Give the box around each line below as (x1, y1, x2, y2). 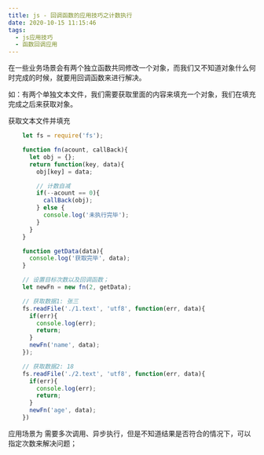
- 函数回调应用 (15, 41, 58, 49)
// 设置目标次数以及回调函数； (22, 276, 109, 284)
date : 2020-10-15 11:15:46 (8, 19, 97, 27)
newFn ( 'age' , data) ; (28, 406, 97, 414)
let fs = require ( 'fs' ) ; (22, 132, 104, 140)
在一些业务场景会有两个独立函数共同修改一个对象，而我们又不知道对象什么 (8, 64, 249, 73)
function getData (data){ (22, 247, 104, 255)
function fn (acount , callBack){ (22, 146, 128, 154)
